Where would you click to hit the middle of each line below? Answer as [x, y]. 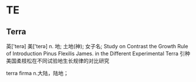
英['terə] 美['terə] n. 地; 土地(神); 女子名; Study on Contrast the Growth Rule [97, 46]
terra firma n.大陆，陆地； [37, 73]
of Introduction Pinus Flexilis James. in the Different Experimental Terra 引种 [98, 54]
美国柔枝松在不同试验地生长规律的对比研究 [58, 61]
